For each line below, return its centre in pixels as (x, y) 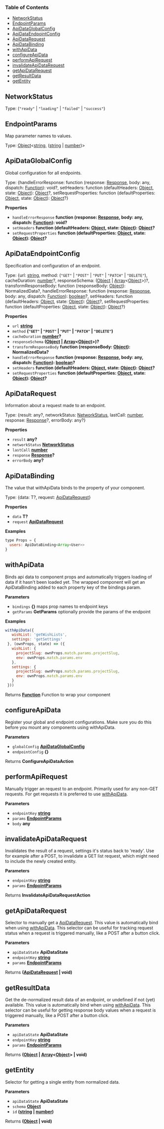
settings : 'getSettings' (37, 640)
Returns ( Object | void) (29, 1121)
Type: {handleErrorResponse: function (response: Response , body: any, (78, 182)
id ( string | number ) (33, 1111)
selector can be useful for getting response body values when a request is (81, 1010)
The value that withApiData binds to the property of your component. (75, 488)
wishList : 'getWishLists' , (39, 635)
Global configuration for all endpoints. (44, 173)
